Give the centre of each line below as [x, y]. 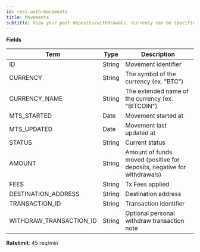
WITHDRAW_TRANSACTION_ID [53, 221]
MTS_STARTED [31, 116]
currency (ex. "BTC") [154, 82]
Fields [14, 40]
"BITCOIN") [141, 106]
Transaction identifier [155, 204]
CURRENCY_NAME [36, 99]
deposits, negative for [156, 167]
